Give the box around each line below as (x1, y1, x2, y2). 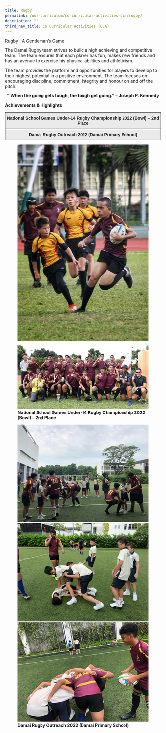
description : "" (5, 18, 39, 23)
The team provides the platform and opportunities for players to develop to (5, 67, 157, 74)
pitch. (5, 83, 17, 89)
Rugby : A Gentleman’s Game (5, 38, 65, 44)
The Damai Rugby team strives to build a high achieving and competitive (5, 47, 152, 53)
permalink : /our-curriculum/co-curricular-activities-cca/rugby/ (5, 13, 142, 18)
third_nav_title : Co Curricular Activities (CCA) (5, 24, 110, 29)
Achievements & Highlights (5, 102, 63, 108)
